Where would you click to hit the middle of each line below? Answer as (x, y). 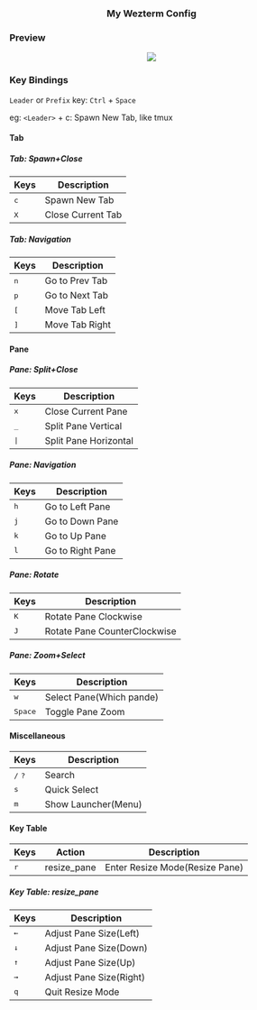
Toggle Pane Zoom (85, 712)
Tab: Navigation (41, 239)
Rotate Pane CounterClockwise (111, 631)
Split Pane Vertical (83, 426)
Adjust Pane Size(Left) (92, 933)
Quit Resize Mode (82, 992)
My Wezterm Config (151, 14)
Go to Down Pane (82, 521)
